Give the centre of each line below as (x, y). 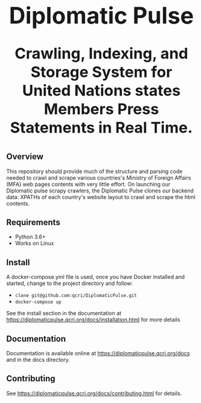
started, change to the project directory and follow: (69, 283)
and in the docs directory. (38, 360)
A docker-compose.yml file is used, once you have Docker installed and (96, 277)
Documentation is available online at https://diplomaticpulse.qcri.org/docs (98, 353)
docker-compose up (38, 302)
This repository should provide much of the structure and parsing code (94, 171)
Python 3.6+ (30, 237)
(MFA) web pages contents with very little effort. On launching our (88, 184)
